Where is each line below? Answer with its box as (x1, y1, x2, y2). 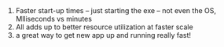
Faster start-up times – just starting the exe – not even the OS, (15, 6, 216, 15)
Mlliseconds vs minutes (15, 15, 93, 24)
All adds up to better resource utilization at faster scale (15, 22, 194, 32)
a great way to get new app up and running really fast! (15, 31, 191, 40)
